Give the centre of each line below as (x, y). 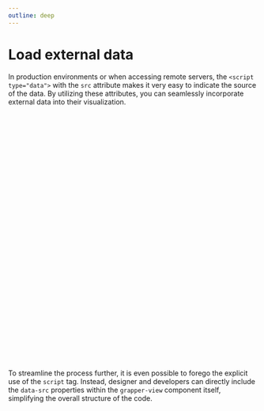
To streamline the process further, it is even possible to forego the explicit (128, 373)
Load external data (71, 54)
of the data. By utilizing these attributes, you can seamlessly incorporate (126, 93)
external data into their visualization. (67, 102)
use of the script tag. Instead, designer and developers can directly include (132, 381)
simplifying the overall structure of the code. (80, 398)
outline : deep (32, 15)
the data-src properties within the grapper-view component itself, (115, 390)
